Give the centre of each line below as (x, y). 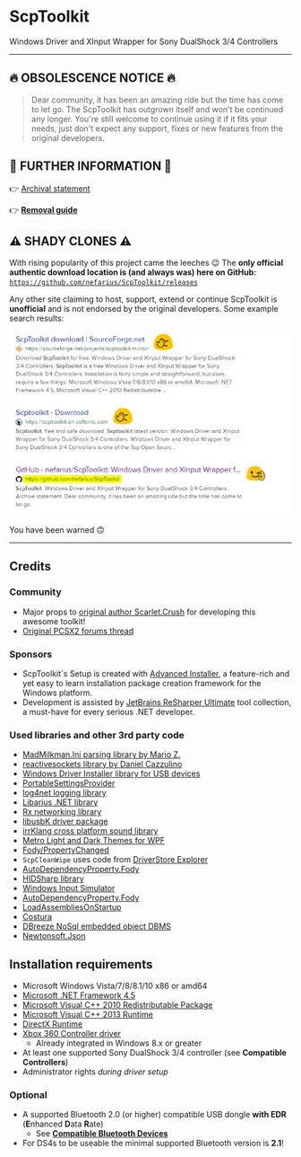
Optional (28, 1095)
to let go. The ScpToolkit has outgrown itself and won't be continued (157, 109)
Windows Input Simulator (69, 888)
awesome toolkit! (54, 621)
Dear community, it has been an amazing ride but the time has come (157, 100)
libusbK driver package (65, 821)
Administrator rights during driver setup (95, 1072)
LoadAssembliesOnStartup (72, 907)
